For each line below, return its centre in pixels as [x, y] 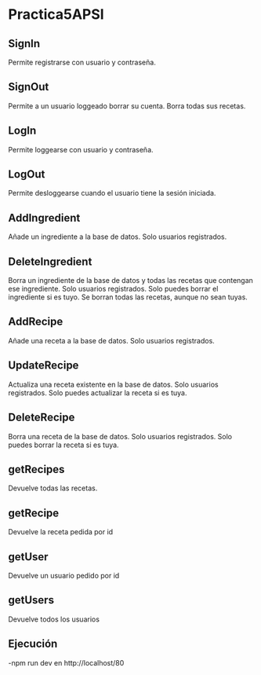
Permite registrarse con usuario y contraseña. [82, 62]
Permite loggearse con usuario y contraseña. [81, 149]
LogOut [27, 174]
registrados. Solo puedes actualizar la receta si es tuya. [98, 393]
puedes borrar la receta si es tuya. [63, 445]
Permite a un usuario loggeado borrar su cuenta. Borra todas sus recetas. [127, 106]
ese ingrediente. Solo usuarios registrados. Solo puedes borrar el [113, 289]
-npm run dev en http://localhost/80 [66, 662]
